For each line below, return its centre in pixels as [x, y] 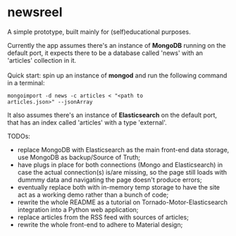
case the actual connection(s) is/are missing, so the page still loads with [122, 172]
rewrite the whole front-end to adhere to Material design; [100, 224]
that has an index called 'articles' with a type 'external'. [87, 122]
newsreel [35, 12]
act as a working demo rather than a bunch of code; [93, 194]
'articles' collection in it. [42, 60]
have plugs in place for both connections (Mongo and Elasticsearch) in [120, 164]
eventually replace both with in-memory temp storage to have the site [119, 187]
